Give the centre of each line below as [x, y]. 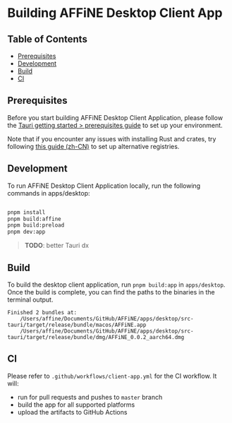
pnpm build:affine [34, 219]
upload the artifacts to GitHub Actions [72, 412]
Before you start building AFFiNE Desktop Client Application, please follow [115, 117]
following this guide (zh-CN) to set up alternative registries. [93, 146]
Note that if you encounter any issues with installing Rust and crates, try [112, 138]
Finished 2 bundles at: [42, 312]
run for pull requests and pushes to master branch [90, 397]
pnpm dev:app [26, 232]
